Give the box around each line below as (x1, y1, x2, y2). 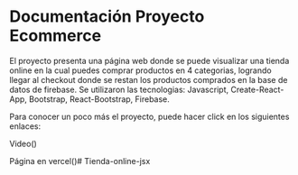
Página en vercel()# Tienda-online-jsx (9, 155, 151, 166)
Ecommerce (9, 25, 102, 46)
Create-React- (229, 84, 284, 95)
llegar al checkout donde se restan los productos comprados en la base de (9, 74, 288, 85)
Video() (9, 138, 38, 149)
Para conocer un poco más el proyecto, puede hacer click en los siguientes (9, 111, 290, 122)
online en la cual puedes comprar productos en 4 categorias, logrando (9, 65, 273, 76)
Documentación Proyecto (9, 6, 205, 27)
